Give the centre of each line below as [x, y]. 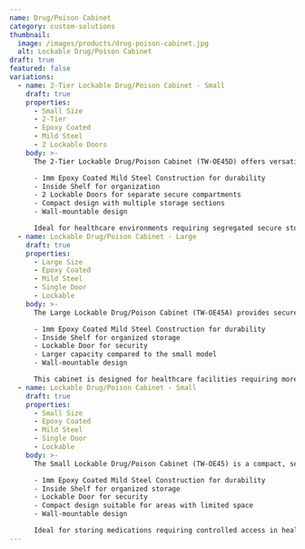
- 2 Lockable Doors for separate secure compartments [138, 195]
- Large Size [58, 262]
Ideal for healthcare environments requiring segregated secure [157, 228]
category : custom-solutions [63, 26]
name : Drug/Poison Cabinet [60, 18]
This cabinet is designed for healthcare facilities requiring [156, 379]
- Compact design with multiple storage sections [129, 204]
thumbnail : [30, 35]
